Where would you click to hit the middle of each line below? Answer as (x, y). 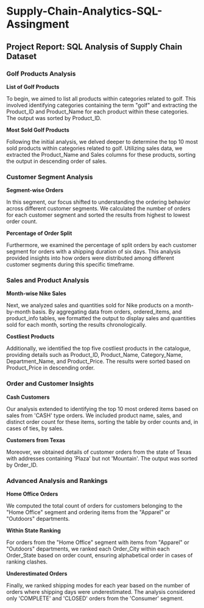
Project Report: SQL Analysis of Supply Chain (94, 47)
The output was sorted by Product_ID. (54, 118)
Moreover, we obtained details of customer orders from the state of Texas (99, 452)
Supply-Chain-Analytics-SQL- (84, 11)
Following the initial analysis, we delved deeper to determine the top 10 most (102, 141)
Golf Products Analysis (41, 73)
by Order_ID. (22, 465)
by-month (19, 312)
